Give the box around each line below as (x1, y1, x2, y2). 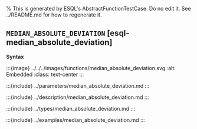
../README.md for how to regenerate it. (6, 11, 102, 18)
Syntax (6, 53, 24, 60)
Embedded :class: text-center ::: (6, 71, 84, 78)
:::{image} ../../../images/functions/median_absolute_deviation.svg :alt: (6, 64, 176, 71)
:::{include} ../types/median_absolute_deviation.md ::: (6, 105, 136, 112)
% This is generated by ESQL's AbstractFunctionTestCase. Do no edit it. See (6, 5, 191, 12)
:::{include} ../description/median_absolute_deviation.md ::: (6, 94, 149, 101)
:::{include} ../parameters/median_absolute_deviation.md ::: (6, 82, 150, 89)
